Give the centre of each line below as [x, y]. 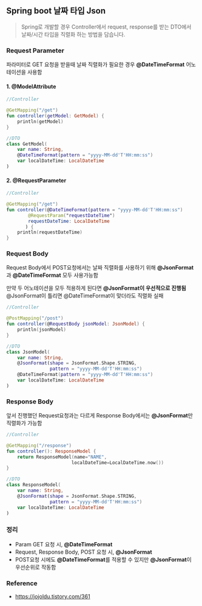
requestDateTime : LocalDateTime [69, 221]
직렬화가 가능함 [24, 423]
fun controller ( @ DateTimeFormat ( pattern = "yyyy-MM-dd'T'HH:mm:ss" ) [95, 210]
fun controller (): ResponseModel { [51, 451]
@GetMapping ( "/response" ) [39, 445]
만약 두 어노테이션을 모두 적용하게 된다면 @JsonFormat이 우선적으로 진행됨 [96, 288]
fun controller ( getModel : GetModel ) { [55, 116]
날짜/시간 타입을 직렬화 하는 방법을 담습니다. [73, 34]
